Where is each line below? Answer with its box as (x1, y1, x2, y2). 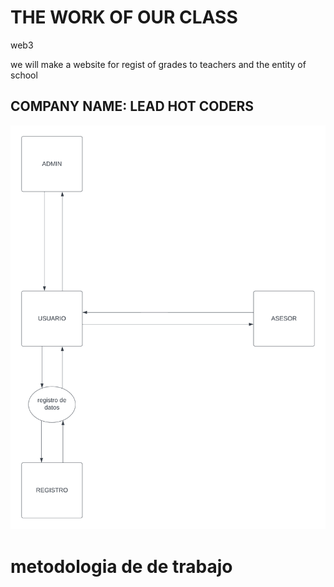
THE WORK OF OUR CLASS (10, 6, 238, 29)
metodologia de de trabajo (10, 555, 233, 578)
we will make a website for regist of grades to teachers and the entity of (10, 58, 307, 70)
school (10, 69, 38, 81)
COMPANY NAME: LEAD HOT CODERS (10, 98, 254, 115)
